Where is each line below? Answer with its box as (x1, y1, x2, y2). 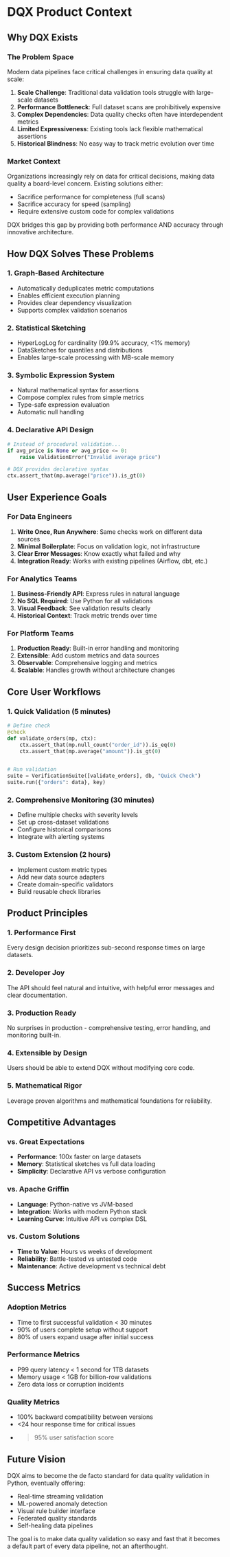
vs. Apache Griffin (7, 1185, 69, 1194)
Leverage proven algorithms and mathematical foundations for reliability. (7, 1097, 212, 1105)
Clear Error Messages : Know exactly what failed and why (16, 549, 181, 557)
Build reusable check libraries (16, 887, 102, 895)
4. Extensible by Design (7, 1048, 88, 1057)
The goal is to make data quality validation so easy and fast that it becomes (7, 1534, 220, 1543)
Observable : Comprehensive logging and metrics (16, 659, 158, 667)
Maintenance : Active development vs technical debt (16, 1262, 166, 1270)
